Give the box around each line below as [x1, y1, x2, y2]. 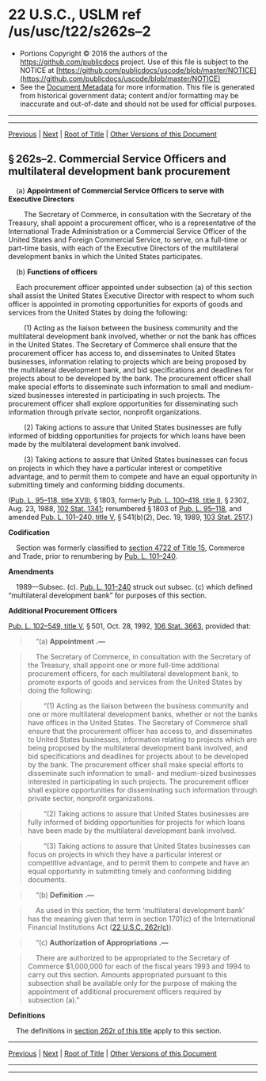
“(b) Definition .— [35, 890, 95, 900]
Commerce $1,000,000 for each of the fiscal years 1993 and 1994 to [27, 961, 251, 971]
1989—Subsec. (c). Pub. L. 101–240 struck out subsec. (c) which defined [15, 582, 253, 591]
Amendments [8, 567, 54, 576]
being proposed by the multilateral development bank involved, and [27, 743, 248, 752]
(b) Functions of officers [15, 267, 97, 277]
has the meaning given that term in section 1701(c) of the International [27, 914, 256, 923]
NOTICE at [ [19, 65, 59, 74]
